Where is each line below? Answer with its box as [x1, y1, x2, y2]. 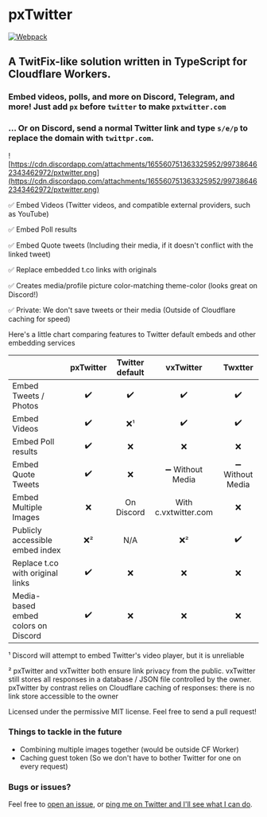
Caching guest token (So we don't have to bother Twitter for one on [19, 752, 242, 762]
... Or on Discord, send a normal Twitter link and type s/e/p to [8, 123, 249, 134]
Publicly [12, 524, 42, 535]
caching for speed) [8, 314, 71, 323]
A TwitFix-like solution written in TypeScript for [8, 55, 248, 68]
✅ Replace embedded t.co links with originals [8, 264, 157, 274]
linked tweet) [8, 249, 52, 259]
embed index [12, 544, 61, 555]
